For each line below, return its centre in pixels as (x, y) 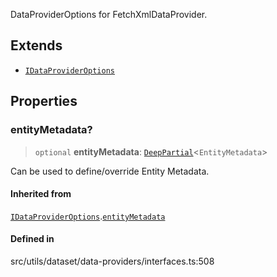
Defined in (32, 239)
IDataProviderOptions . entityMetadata (88, 216)
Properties (44, 101)
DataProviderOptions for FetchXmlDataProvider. (109, 14)
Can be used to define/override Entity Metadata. (110, 171)
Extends (36, 45)
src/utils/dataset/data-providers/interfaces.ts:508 (112, 261)
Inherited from (41, 194)
